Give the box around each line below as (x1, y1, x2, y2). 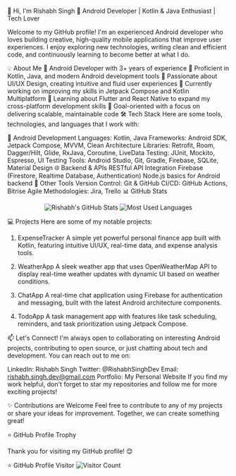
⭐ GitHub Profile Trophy (7, 431, 77, 439)
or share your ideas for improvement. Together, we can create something (7, 409, 220, 417)
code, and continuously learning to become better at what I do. (7, 50, 190, 59)
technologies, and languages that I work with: (7, 120, 139, 128)
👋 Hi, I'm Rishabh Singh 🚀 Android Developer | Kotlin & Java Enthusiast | (7, 7, 216, 15)
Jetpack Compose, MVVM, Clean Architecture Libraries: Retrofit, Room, (7, 141, 216, 149)
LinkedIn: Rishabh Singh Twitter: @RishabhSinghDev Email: (7, 365, 179, 373)
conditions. (17, 277, 51, 286)
